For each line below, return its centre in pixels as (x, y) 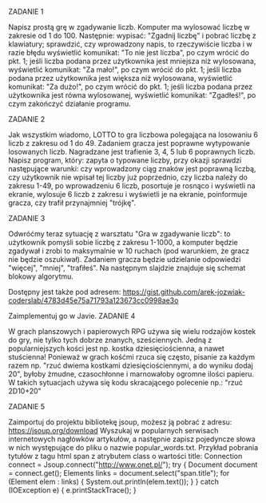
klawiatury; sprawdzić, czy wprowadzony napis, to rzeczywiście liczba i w (131, 44)
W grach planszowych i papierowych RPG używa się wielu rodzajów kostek (132, 331)
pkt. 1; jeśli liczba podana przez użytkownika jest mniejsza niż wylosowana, (132, 61)
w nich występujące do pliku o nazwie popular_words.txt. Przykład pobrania (133, 447)
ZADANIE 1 (26, 12)
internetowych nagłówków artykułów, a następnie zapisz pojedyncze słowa (132, 439)
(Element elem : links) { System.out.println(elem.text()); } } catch (114, 481)
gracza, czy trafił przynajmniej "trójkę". (72, 203)
